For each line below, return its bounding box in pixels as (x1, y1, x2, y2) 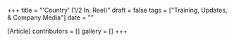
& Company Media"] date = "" (7, 13, 94, 22)
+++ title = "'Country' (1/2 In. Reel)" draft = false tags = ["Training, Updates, (7, 6, 228, 14)
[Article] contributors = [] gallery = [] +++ (7, 27, 128, 35)
